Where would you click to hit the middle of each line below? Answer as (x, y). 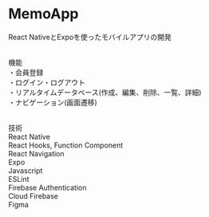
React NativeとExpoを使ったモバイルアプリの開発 (90, 37)
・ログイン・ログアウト (47, 82)
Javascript (26, 170)
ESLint (19, 179)
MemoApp (43, 14)
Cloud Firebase (33, 195)
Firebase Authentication (47, 187)
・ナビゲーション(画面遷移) (53, 102)
